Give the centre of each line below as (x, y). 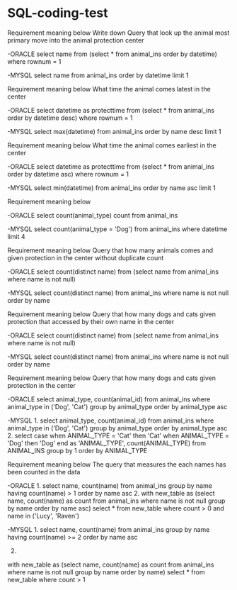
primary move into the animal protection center (76, 40)
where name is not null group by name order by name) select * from (106, 572)
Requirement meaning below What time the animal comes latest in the (109, 89)
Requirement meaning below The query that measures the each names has (117, 464)
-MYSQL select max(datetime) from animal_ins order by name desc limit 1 (114, 131)
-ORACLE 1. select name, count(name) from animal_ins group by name (110, 485)
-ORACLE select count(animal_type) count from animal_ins (93, 215)
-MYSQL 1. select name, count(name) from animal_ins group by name (109, 529)
